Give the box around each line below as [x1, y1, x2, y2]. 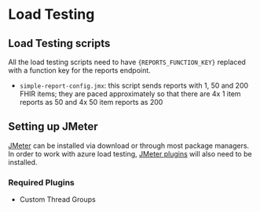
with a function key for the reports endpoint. [8, 66, 151, 75]
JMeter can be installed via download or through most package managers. [8, 141, 250, 150]
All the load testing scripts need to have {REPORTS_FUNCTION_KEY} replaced [8, 57, 246, 66]
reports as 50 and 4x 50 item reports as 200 [19, 98, 163, 106]
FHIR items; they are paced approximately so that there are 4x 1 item [19, 89, 241, 99]
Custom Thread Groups [19, 195, 96, 204]
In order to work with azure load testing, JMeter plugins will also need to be [8, 149, 253, 158]
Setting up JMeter [8, 120, 98, 134]
